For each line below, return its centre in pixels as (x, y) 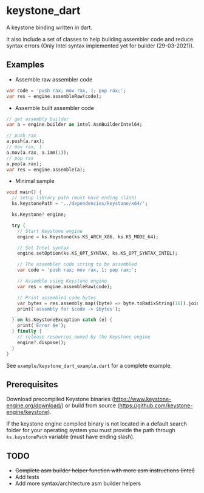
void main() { (24, 192)
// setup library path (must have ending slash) (74, 198)
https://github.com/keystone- (156, 405)
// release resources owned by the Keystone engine (84, 337)
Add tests (27, 477)
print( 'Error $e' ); (42, 326)
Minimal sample (35, 181)
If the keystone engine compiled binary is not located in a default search (97, 424)
